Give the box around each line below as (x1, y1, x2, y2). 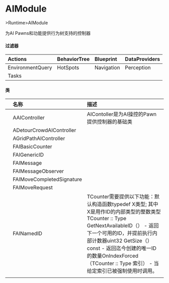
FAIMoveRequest (13, 184, 53, 191)
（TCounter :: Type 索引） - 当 (87, 260, 159, 267)
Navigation (95, 64, 120, 71)
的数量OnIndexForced (87, 252, 139, 259)
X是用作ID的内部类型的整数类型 (87, 208, 161, 216)
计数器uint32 (92, 237, 123, 244)
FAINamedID (13, 230, 43, 237)
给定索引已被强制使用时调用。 (87, 267, 157, 274)
